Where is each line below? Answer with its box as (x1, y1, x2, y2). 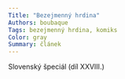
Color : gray (8, 33, 47, 41)
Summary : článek (8, 41, 61, 48)
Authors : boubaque (8, 19, 68, 27)
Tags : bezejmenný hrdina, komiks (8, 26, 118, 34)
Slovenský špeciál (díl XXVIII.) (8, 62, 105, 71)
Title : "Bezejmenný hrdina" (8, 11, 101, 20)
